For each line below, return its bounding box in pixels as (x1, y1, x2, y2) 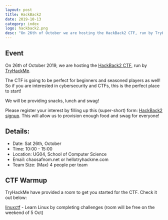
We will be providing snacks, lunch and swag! (5, 97, 99, 103)
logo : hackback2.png (5, 26, 48, 31)
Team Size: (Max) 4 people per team (12, 161, 88, 167)
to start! (5, 88, 21, 94)
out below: (5, 194, 27, 200)
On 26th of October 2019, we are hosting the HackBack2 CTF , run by (5, 62, 147, 68)
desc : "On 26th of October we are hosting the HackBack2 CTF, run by (5, 30, 153, 35)
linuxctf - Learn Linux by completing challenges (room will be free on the (5, 204, 155, 210)
